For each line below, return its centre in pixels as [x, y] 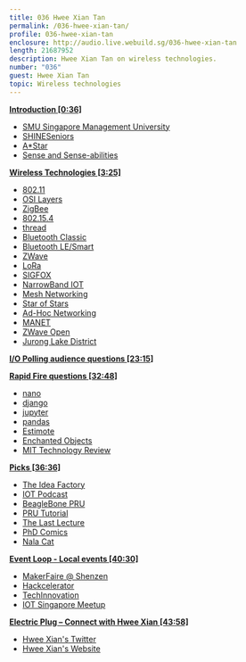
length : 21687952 [41, 51]
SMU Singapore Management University [96, 127]
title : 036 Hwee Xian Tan [57, 17]
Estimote [38, 431]
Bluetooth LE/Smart [58, 246]
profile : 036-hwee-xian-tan [61, 34]
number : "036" [36, 68]
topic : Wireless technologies [66, 84]
